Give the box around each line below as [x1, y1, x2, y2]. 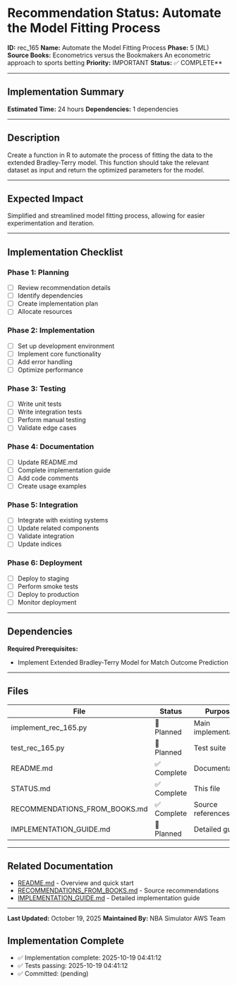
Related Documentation [7, 861, 114, 873]
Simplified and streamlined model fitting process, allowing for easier [7, 211, 205, 220]
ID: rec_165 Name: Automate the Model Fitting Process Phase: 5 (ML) [7, 43, 209, 52]
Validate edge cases [17, 424, 77, 432]
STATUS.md [11, 783, 51, 793]
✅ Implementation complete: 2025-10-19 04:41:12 [17, 953, 162, 962]
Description [7, 132, 60, 144]
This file [193, 783, 221, 793]
